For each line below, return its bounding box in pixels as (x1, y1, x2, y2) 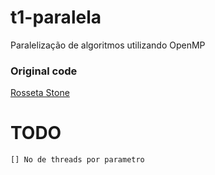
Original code (10, 64, 78, 78)
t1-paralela (10, 6, 102, 29)
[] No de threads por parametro (10, 155, 145, 165)
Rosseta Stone (10, 87, 70, 99)
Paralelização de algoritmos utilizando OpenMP (10, 39, 206, 51)
